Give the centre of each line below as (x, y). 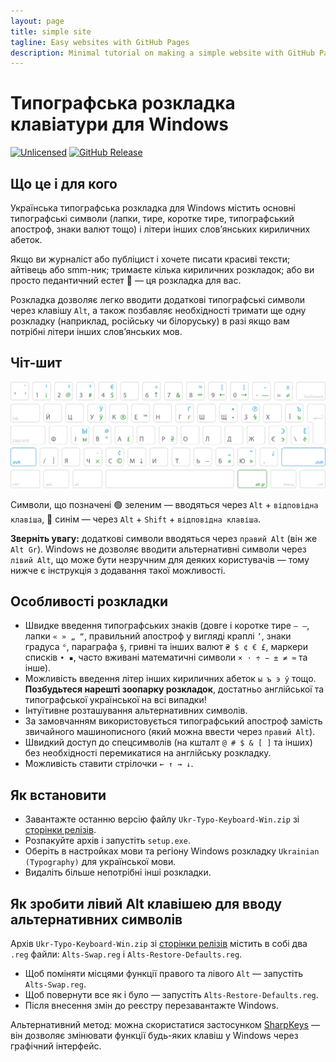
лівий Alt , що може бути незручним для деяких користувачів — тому (160, 559)
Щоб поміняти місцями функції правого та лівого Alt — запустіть (164, 974)
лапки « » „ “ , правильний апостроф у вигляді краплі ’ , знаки (158, 636)
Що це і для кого (64, 183)
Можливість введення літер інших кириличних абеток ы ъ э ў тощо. (170, 679)
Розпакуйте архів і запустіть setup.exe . (107, 841)
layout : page (37, 21)
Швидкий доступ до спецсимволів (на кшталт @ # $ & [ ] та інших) (168, 742)
